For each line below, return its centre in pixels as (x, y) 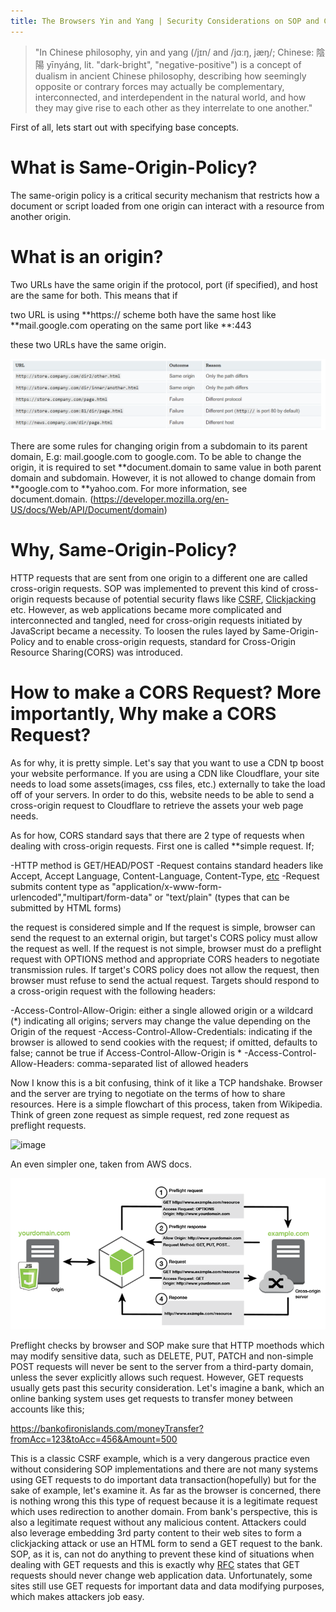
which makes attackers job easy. (77, 1597)
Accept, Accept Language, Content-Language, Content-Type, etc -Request (165, 876)
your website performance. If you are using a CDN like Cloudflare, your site (165, 774)
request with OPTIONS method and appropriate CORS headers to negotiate (165, 959)
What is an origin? (87, 256)
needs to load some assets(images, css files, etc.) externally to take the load (168, 784)
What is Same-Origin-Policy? (134, 167)
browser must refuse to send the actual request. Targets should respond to (165, 981)
